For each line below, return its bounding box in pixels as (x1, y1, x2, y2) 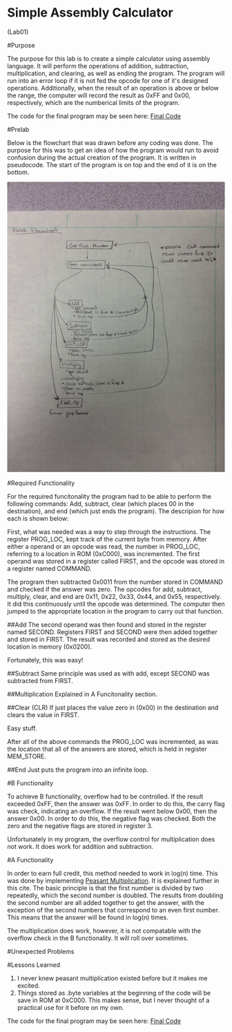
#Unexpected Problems (7, 947, 75, 955)
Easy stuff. (7, 724, 37, 732)
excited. (17, 981, 40, 989)
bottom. (7, 168, 30, 176)
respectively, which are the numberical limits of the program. (7, 98, 180, 106)
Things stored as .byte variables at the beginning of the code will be (17, 988, 211, 997)
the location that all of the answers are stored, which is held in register (7, 745, 207, 753)
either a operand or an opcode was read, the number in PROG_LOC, (7, 542, 200, 551)
